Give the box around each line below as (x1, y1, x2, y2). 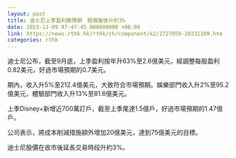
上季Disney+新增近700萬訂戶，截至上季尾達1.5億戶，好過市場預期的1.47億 (7, 104, 223, 113)
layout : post (7, 10, 46, 18)
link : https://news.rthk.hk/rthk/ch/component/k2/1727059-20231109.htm (7, 30, 223, 37)
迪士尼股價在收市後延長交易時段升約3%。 (7, 143, 129, 152)
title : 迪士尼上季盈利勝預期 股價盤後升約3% (7, 17, 126, 24)
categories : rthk (7, 37, 59, 44)
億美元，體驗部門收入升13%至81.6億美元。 (7, 90, 131, 98)
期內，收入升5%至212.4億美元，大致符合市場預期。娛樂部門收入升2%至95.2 (7, 80, 230, 89)
